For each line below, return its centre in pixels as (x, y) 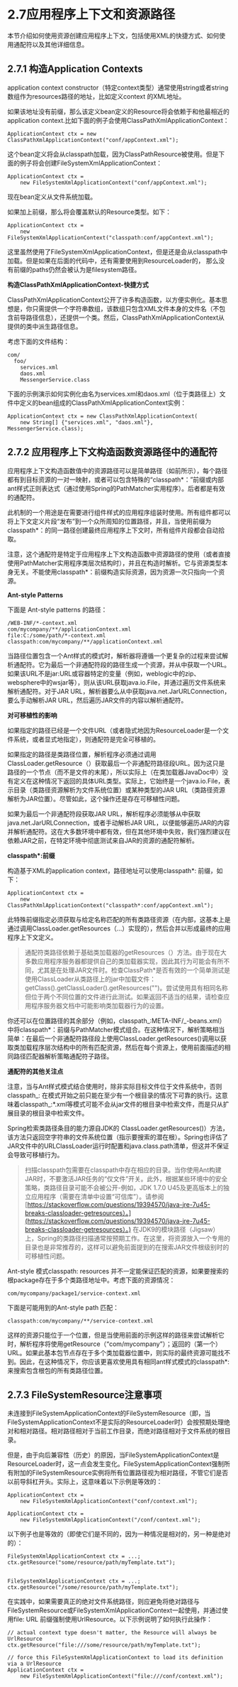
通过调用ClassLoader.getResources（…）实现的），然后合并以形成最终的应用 (119, 928)
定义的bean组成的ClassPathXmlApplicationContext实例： (103, 403)
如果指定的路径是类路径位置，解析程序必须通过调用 (82, 754)
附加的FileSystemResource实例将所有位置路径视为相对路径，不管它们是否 (121, 1473)
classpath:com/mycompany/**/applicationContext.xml (85, 641)
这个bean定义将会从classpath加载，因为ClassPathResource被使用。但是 (113, 154)
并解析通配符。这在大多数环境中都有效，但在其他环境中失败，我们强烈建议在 (119, 831)
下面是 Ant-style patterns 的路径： (57, 609)
